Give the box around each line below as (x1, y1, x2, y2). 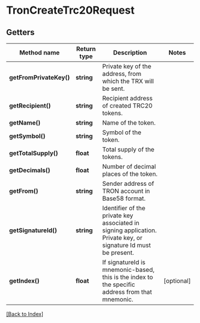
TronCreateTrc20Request (6, 4, 135, 17)
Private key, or (102, 234, 143, 242)
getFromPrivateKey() (9, 74, 70, 81)
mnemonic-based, (102, 265, 155, 274)
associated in (102, 219, 140, 227)
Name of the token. (102, 119, 156, 126)
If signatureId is (102, 258, 146, 266)
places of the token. (102, 170, 158, 178)
